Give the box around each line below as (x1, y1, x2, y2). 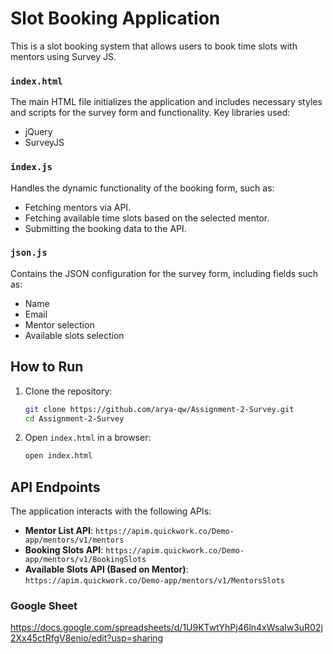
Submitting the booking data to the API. (24, 222, 187, 234)
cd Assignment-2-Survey (24, 413, 125, 424)
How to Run (10, 358, 84, 376)
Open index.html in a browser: (24, 432, 152, 444)
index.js (10, 162, 53, 173)
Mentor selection (24, 318, 95, 331)
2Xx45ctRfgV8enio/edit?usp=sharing (10, 632, 164, 644)
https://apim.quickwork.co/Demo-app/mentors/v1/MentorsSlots (24, 576, 286, 586)
